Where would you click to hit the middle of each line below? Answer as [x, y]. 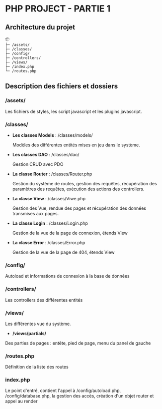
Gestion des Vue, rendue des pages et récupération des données [79, 208]
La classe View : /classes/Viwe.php [49, 198]
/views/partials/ [29, 333]
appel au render [22, 401]
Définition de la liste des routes [37, 367]
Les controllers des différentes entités [44, 300]
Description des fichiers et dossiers [62, 86]
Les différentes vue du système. [38, 324]
